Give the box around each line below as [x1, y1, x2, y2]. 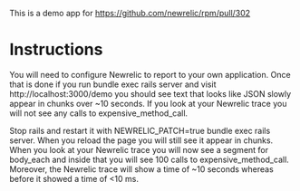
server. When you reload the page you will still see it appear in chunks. [9, 135, 274, 146]
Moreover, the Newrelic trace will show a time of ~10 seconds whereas [9, 163, 274, 175]
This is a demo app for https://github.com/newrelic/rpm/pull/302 [9, 8, 251, 18]
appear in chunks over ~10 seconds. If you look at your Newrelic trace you [9, 98, 287, 109]
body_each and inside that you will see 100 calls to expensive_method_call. [9, 154, 290, 165]
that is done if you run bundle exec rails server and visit [9, 79, 217, 90]
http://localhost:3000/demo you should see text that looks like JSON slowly [9, 88, 292, 99]
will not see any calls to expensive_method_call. [9, 108, 189, 119]
